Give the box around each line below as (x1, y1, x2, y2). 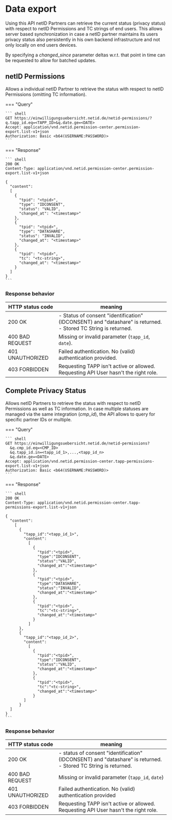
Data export (5, 3, 57, 15)
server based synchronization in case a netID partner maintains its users (5, 31, 158, 37)
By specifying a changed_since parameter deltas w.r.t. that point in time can (5, 52, 165, 58)
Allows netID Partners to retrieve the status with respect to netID (5, 400, 141, 406)
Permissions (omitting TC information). (5, 91, 87, 97)
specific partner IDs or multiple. (5, 416, 72, 422)
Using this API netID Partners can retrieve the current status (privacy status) (5, 20, 166, 26)
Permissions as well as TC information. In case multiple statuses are (5, 405, 148, 412)
